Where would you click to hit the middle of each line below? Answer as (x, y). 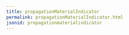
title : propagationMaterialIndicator (53, 12)
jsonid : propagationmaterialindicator (54, 23)
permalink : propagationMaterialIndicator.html (65, 17)
